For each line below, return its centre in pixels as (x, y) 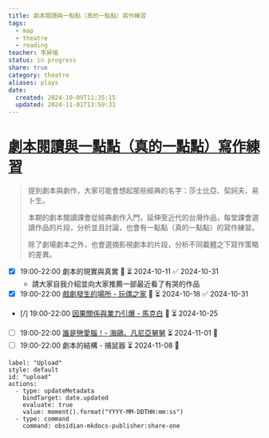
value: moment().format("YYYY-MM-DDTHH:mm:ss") (103, 412)
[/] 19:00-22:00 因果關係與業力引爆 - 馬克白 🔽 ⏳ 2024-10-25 (119, 313)
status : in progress (43, 61)
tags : (17, 23)
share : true (28, 68)
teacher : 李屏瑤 (34, 53)
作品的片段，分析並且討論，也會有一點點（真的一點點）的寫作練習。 (147, 228)
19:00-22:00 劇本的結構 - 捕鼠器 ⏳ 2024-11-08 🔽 (99, 345)
